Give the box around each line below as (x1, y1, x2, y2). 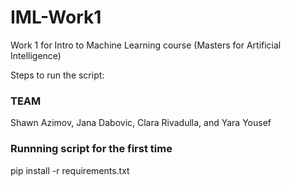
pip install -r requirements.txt (10, 164, 130, 176)
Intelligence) (10, 49, 62, 61)
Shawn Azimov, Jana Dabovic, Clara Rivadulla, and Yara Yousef (10, 117, 272, 129)
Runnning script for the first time (10, 142, 173, 156)
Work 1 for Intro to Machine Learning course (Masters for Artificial (10, 39, 282, 51)
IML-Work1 (10, 6, 102, 29)
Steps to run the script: (10, 69, 105, 81)
